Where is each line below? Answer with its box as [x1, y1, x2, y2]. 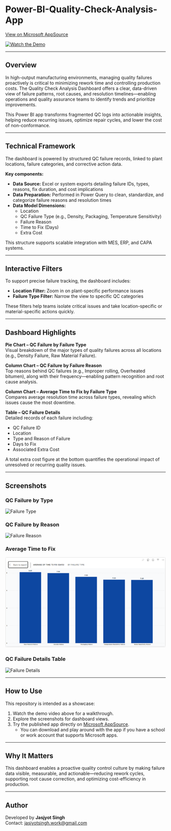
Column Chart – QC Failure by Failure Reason [5, 363, 102, 369]
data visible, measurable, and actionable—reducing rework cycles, [5, 770, 145, 777]
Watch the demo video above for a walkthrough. [12, 710, 114, 716]
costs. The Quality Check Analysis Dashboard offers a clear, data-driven [5, 85, 157, 91]
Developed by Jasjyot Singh [5, 815, 65, 821]
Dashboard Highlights [5, 328, 76, 337]
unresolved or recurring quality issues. [5, 462, 87, 468]
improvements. [5, 101, 37, 108]
